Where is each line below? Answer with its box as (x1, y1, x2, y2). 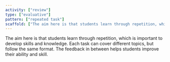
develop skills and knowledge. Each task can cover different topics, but (5, 41, 154, 47)
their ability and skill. (5, 51, 48, 57)
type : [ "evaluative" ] (5, 12, 51, 17)
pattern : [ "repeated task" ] (5, 17, 65, 22)
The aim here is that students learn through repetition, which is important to (5, 35, 163, 41)
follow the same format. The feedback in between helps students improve (5, 46, 159, 52)
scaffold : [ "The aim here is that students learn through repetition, (5, 21, 157, 27)
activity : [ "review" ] (5, 7, 51, 13)
